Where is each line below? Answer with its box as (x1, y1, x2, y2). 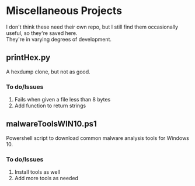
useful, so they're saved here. (6, 29, 78, 36)
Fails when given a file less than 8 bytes (14, 96, 111, 103)
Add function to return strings (14, 102, 86, 109)
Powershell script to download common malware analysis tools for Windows (6, 134, 190, 141)
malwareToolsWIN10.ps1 (6, 119, 97, 129)
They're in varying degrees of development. (6, 36, 112, 43)
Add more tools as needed (14, 175, 79, 182)
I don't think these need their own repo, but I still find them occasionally (6, 23, 179, 30)
